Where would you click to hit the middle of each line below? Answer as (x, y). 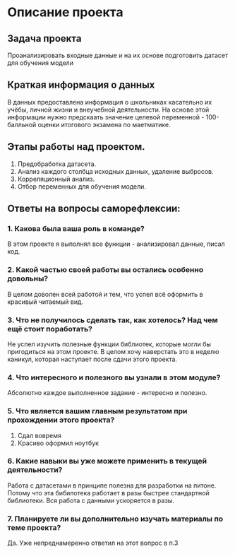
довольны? (28, 278)
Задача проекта (44, 39)
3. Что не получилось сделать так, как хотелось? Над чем (113, 320)
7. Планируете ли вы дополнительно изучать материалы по (115, 519)
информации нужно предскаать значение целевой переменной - (106, 117)
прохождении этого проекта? (61, 420)
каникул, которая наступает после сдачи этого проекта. (92, 359)
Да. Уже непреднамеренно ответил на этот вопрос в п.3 (93, 543)
